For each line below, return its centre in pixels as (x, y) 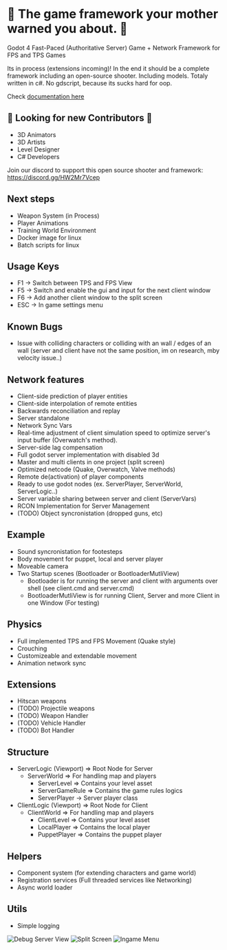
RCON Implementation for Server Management (83, 506)
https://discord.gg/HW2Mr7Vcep (54, 177)
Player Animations (43, 223)
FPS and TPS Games (36, 55)
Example (26, 535)
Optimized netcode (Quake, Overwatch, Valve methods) (96, 469)
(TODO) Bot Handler (46, 730)
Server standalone (43, 418)
